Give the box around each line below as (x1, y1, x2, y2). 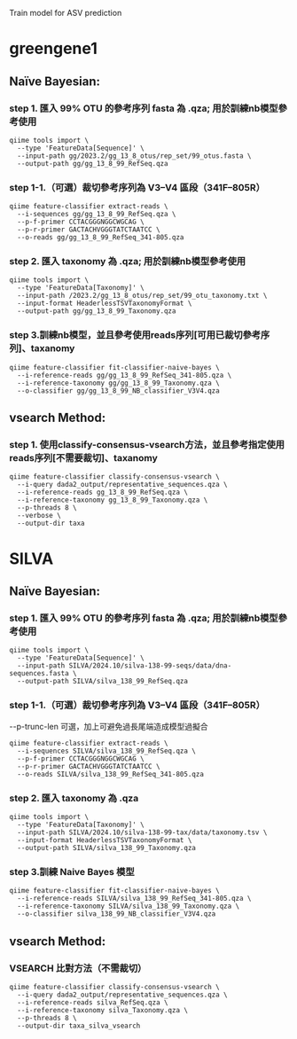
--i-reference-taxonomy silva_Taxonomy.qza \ (17, 1005, 189, 1014)
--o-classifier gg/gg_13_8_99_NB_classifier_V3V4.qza (17, 386, 220, 395)
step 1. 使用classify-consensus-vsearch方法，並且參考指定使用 (9, 439, 285, 451)
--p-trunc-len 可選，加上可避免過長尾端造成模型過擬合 (9, 721, 208, 731)
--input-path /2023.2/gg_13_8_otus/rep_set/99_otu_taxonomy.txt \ (17, 292, 268, 301)
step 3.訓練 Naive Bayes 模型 (9, 865, 135, 878)
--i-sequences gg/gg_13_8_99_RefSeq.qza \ (17, 210, 176, 219)
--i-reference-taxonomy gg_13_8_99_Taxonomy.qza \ (17, 496, 208, 504)
